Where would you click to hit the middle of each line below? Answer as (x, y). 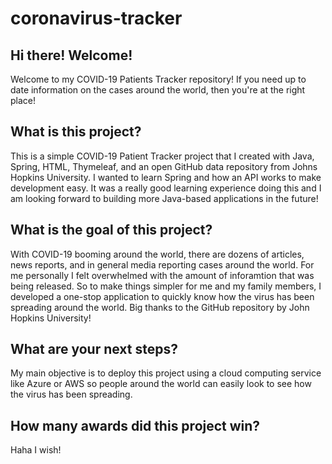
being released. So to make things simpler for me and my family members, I (166, 286)
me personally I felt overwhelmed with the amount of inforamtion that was (162, 275)
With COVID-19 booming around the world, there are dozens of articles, (157, 254)
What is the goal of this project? (111, 230)
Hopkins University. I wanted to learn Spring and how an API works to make (166, 177)
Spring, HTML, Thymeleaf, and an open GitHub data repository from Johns (164, 166)
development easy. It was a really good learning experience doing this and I (166, 188)
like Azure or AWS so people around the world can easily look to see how (161, 384)
